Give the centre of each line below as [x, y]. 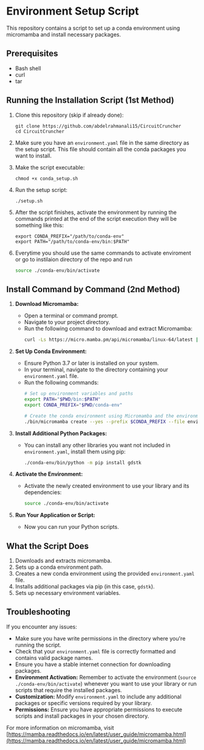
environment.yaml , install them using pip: [75, 452]
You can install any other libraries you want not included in [97, 445]
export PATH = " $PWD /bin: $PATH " [63, 399]
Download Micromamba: [47, 304]
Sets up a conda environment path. [59, 567]
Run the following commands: [61, 383]
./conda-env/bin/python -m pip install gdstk [83, 463]
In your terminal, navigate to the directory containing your [96, 370]
